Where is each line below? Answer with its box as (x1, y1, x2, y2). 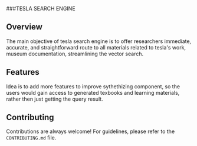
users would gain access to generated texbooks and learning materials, (6, 89, 180, 96)
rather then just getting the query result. (6, 95, 103, 102)
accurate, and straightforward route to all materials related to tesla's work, (6, 44, 186, 51)
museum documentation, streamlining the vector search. (6, 50, 143, 57)
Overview (6, 22, 43, 32)
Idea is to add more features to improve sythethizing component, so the (6, 82, 180, 90)
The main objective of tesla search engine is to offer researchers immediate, (6, 38, 192, 45)
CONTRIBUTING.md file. (6, 134, 57, 141)
